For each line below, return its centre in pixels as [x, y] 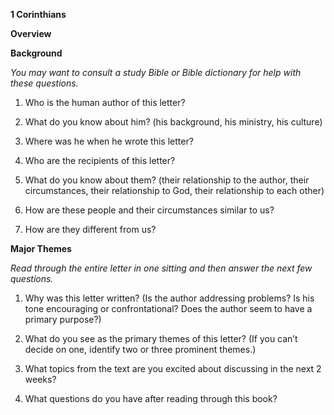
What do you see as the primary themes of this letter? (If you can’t [161, 338]
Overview [31, 33]
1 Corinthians [38, 14]
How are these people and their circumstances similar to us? [149, 210]
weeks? [40, 379]
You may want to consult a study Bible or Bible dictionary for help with [156, 72]
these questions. [44, 83]
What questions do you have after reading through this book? [151, 398]
